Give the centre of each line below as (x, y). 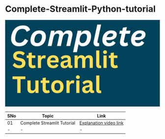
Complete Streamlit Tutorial (48, 123)
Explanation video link (101, 123)
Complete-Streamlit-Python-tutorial (80, 9)
